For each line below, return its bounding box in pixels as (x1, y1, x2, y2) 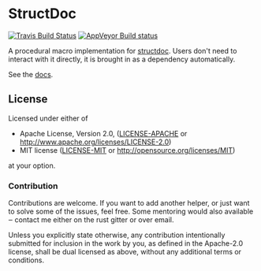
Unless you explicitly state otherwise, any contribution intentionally (8, 230, 226, 240)
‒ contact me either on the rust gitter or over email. (8, 215, 175, 225)
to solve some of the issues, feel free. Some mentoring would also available (8, 206, 254, 217)
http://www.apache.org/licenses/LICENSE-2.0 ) (19, 137, 172, 147)
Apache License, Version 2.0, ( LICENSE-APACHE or (19, 128, 188, 138)
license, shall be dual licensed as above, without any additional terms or (8, 247, 242, 257)
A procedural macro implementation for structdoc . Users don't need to (8, 46, 237, 55)
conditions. (8, 255, 45, 265)
